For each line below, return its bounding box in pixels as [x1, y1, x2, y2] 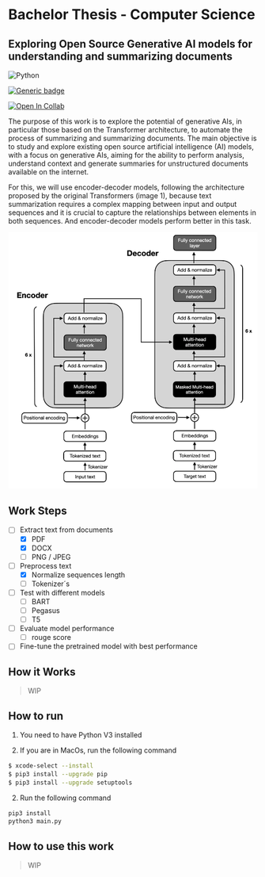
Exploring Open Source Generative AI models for [8, 37, 253, 51]
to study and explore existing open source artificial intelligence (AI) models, [8, 142, 255, 151]
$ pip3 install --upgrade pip [8, 770, 108, 778]
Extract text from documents [19, 525, 113, 534]
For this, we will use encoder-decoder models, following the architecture [8, 182, 245, 192]
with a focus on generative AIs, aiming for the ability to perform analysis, [8, 151, 245, 159]
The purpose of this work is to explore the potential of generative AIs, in [8, 117, 243, 126]
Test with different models [19, 588, 105, 597]
